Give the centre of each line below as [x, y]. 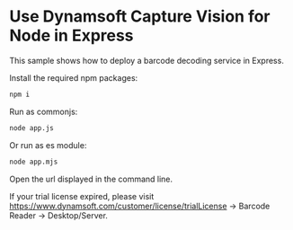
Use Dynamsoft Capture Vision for [140, 17]
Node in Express [71, 35]
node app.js [31, 128]
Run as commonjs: [44, 111]
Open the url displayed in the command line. [91, 179]
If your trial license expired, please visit [82, 196]
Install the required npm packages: [74, 77]
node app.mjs [34, 162]
